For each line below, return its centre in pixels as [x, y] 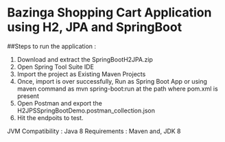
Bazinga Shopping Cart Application [109, 13]
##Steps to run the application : [52, 46]
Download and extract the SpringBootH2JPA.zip [85, 59]
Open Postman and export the [60, 103]
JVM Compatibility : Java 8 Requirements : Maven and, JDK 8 [94, 131]
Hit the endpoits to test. [50, 117]
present [28, 96]
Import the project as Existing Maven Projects [81, 74]
